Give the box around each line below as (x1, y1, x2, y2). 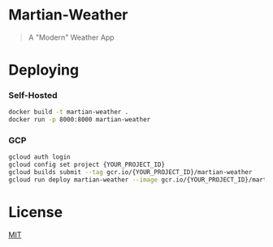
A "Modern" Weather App (28, 32, 115, 42)
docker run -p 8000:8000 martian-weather (8, 116, 151, 124)
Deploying (8, 61, 80, 79)
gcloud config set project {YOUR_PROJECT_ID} (8, 160, 165, 169)
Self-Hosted (8, 90, 58, 101)
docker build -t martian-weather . (8, 108, 129, 117)
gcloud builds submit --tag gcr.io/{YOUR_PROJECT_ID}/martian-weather (8, 168, 253, 177)
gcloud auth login (8, 153, 71, 161)
